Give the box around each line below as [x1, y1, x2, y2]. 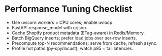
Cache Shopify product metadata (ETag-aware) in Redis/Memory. [11, 30, 145, 36]
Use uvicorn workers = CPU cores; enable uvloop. [11, 19, 114, 25]
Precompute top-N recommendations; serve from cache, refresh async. [11, 40, 158, 46]
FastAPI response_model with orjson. [11, 24, 87, 30]
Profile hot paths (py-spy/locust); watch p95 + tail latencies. [11, 45, 133, 51]
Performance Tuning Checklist [4, 3, 132, 15]
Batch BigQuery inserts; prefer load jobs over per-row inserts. [11, 35, 137, 41]
